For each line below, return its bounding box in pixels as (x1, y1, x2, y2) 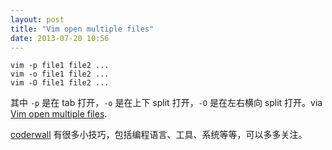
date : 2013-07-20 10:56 (10, 33, 110, 43)
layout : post (10, 14, 65, 25)
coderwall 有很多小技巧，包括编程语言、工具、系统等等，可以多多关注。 (10, 129, 308, 141)
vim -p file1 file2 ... (10, 61, 110, 71)
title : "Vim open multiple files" (10, 24, 155, 34)
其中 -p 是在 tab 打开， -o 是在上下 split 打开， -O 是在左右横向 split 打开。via (10, 97, 323, 109)
